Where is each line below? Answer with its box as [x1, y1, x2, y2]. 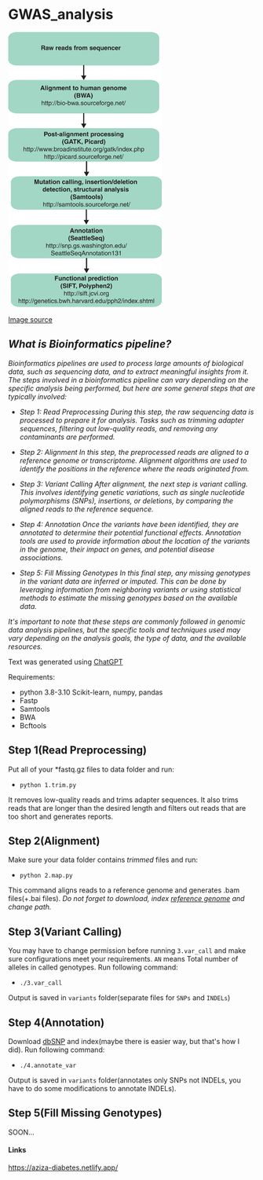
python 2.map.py [19, 872, 73, 880]
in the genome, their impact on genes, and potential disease [19, 544, 215, 554]
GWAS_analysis [8, 5, 114, 24]
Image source [8, 314, 53, 324]
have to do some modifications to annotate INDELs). [8, 1084, 177, 1093]
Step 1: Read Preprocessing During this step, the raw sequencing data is [19, 407, 254, 416]
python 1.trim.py [19, 781, 77, 789]
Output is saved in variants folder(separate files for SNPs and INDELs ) [8, 993, 231, 1002]
